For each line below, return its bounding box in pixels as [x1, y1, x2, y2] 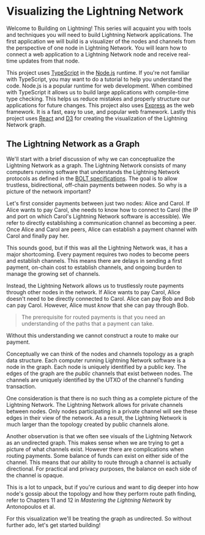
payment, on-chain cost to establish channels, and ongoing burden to [6, 264, 182, 271]
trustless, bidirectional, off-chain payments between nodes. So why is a [6, 181, 187, 188]
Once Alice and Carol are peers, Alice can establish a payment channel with [6, 226, 198, 233]
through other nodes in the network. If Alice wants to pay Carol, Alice [6, 288, 181, 295]
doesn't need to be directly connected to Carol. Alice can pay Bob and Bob [6, 295, 195, 302]
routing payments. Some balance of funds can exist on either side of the [6, 452, 188, 459]
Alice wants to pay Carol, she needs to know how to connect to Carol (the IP [6, 206, 198, 213]
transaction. [6, 382, 37, 390]
